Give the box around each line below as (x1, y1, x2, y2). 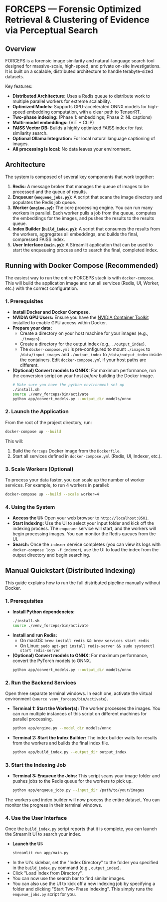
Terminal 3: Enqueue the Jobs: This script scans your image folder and (12, 773, 160, 779)
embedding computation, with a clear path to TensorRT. (26, 109, 141, 115)
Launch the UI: (12, 841, 43, 847)
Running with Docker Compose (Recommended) (5, 261, 159, 270)
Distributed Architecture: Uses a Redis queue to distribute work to (12, 93, 151, 99)
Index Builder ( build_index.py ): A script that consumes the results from (12, 225, 161, 231)
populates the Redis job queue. (12, 199, 76, 205)
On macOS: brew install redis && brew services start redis (19, 637, 150, 643)
